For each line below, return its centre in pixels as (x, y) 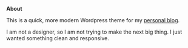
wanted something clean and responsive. (58, 38)
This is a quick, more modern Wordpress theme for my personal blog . (93, 20)
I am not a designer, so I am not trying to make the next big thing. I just (94, 32)
